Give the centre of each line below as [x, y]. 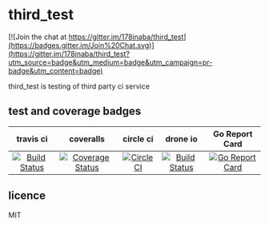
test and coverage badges [75, 111]
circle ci [138, 139]
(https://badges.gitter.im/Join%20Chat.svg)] [81, 45]
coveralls [87, 139]
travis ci [32, 139]
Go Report [233, 133]
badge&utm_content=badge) [56, 70]
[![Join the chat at [38, 37]
